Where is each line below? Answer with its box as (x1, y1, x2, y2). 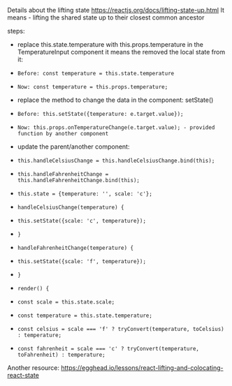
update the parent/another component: (17, 142, 130, 151)
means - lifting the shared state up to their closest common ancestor (7, 13, 205, 22)
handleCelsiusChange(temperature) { (17, 204, 124, 211)
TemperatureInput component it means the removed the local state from (17, 48, 226, 56)
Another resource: (7, 364, 60, 372)
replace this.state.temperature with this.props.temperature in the (17, 40, 204, 48)
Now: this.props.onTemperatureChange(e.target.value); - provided (17, 124, 215, 131)
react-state (7, 371, 40, 379)
